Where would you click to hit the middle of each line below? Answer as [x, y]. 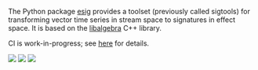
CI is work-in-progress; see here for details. [79, 43]
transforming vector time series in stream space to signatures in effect [122, 20]
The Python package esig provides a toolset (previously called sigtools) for [129, 11]
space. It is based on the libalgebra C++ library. [85, 28]
